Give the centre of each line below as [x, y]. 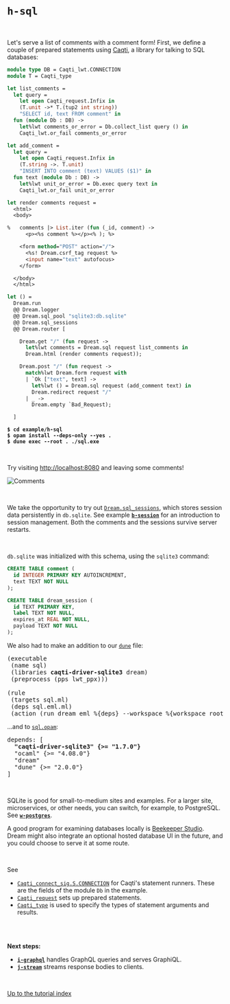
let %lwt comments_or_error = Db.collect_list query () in [104, 126]
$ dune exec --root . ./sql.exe [53, 442]
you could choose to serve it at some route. [68, 843]
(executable [27, 658]
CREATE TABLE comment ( [41, 569]
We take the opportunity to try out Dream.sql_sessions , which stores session [115, 508]
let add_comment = [33, 146]
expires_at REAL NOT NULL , [52, 620]
